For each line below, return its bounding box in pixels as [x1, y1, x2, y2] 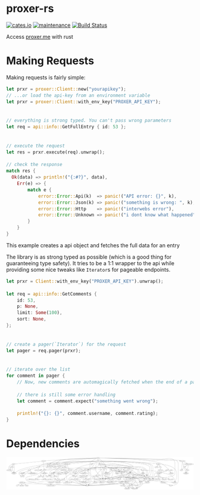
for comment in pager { [6, 373, 65, 379]
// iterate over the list [6, 367, 70, 373]
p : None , [17, 303, 39, 309]
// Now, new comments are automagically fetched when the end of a [17, 379, 187, 385]
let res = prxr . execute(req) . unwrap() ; [6, 149, 105, 155]
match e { [27, 187, 52, 193]
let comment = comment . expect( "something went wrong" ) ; [17, 398, 159, 404]
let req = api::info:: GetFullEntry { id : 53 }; [6, 124, 127, 130]
